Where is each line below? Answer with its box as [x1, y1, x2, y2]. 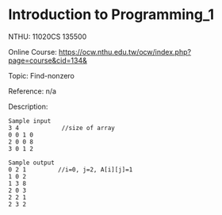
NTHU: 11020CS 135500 [8, 32, 87, 41]
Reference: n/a [8, 86, 57, 96]
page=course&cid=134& [8, 56, 87, 65]
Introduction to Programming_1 [8, 6, 215, 24]
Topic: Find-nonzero [8, 71, 75, 80]
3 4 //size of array [8, 124, 115, 132]
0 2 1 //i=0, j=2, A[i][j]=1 [8, 165, 133, 174]
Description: [8, 102, 48, 111]
